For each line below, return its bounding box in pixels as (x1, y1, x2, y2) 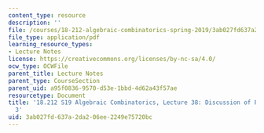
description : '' (8, 19, 61, 27)
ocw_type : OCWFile (8, 63, 68, 70)
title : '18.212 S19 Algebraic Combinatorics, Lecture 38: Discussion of (8, 99, 251, 106)
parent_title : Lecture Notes (8, 70, 104, 77)
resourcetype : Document (8, 92, 86, 99)
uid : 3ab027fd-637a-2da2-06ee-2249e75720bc (8, 113, 153, 121)
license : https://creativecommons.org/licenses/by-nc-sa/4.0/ (8, 56, 216, 63)
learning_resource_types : (8, 41, 93, 49)
